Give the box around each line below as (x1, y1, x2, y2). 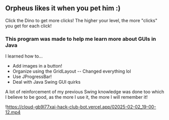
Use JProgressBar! (12, 74, 52, 80)
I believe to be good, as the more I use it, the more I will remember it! (5, 94, 148, 100)
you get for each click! (5, 23, 52, 29)
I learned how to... (5, 53, 43, 59)
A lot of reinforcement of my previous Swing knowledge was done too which (5, 89, 164, 95)
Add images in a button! (12, 63, 63, 69)
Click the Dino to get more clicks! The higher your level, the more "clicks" (5, 17, 157, 23)
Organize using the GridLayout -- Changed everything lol (12, 68, 131, 75)
